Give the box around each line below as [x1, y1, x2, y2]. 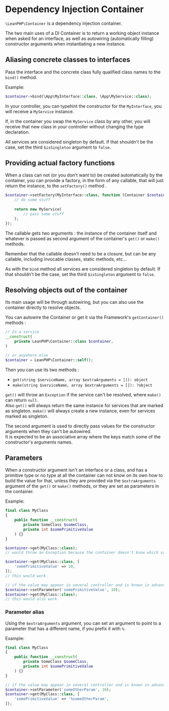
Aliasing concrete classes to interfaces [5, 56, 131, 64]
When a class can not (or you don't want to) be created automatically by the [5, 172, 162, 178]
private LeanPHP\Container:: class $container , [14, 339, 114, 344]
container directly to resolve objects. [5, 304, 81, 310]
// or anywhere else [5, 352, 49, 358]
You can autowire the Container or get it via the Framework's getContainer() [5, 315, 164, 321]
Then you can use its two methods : [5, 367, 79, 373]
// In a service [5, 330, 39, 335]
